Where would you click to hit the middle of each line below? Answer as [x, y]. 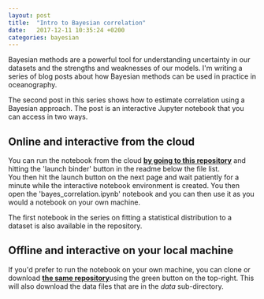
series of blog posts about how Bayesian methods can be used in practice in [132, 76]
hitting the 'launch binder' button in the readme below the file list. [114, 169]
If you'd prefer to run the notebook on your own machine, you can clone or [129, 269]
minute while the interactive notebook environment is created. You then [124, 186]
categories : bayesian [44, 37]
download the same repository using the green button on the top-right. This [131, 278]
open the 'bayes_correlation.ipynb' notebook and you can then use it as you [131, 194]
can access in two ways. [48, 117]
